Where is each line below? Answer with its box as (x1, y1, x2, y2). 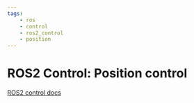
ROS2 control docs (7, 88, 61, 97)
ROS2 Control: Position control (7, 66, 188, 82)
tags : (7, 10, 23, 17)
